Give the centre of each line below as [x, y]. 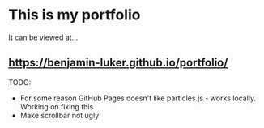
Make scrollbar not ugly [60, 115]
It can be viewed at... [43, 37]
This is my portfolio [75, 15]
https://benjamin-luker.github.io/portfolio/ [118, 63]
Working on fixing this [57, 106]
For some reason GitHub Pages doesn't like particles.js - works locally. [138, 98]
